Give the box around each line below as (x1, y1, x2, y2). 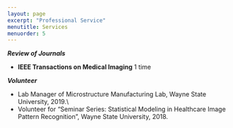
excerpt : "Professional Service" (7, 17, 106, 24)
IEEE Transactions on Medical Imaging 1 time (17, 63, 152, 71)
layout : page (7, 10, 46, 18)
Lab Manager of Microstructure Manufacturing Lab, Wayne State (17, 90, 207, 98)
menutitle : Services (7, 23, 69, 30)
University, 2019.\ (17, 98, 69, 106)
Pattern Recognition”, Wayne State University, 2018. (17, 113, 169, 121)
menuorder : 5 (7, 30, 46, 37)
